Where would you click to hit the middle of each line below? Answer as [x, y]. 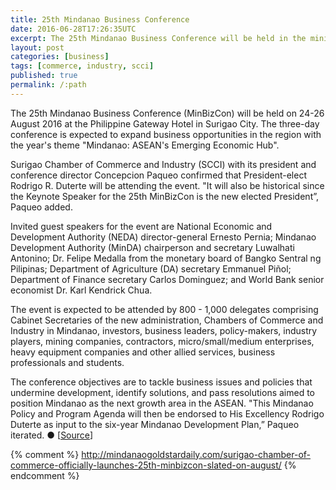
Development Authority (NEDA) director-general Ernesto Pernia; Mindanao [163, 237]
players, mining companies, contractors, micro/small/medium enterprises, [162, 341]
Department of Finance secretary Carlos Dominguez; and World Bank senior [167, 279]
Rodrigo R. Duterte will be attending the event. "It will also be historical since [167, 185]
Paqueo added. [41, 207]
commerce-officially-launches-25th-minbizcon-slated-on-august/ [146, 465]
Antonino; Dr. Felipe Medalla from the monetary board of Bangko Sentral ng [166, 258]
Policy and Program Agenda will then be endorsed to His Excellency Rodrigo [167, 413]
